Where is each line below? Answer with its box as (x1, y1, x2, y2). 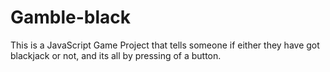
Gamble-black (10, 6, 132, 29)
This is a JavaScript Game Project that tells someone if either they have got (10, 39, 320, 51)
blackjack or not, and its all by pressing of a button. (10, 49, 222, 61)
